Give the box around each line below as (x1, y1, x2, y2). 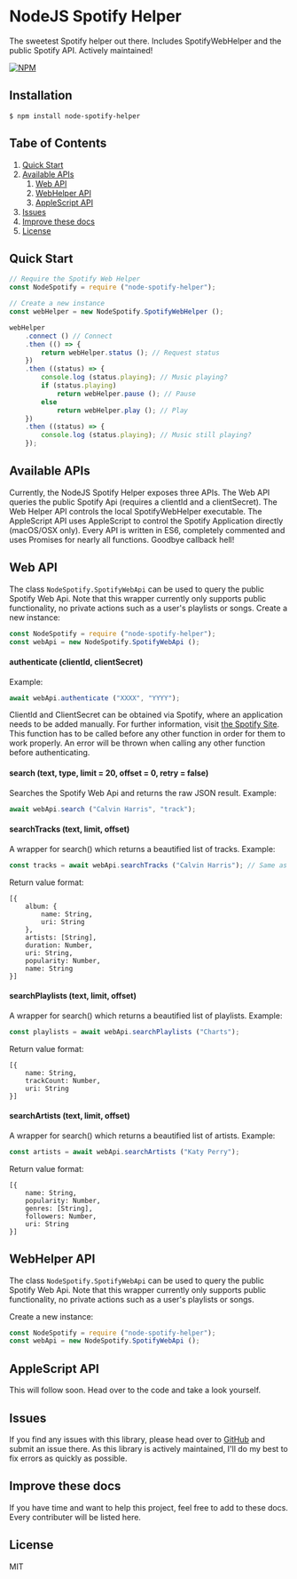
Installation (9, 88, 73, 103)
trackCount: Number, (25, 1076, 101, 1085)
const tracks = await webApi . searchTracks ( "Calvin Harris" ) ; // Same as (9, 860, 288, 870)
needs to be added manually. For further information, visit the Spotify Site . (9, 719, 280, 730)
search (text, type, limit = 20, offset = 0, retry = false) (9, 768, 209, 778)
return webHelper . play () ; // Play (56, 406, 189, 415)
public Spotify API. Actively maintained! (9, 44, 153, 55)
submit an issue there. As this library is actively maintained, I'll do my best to (9, 1443, 288, 1454)
